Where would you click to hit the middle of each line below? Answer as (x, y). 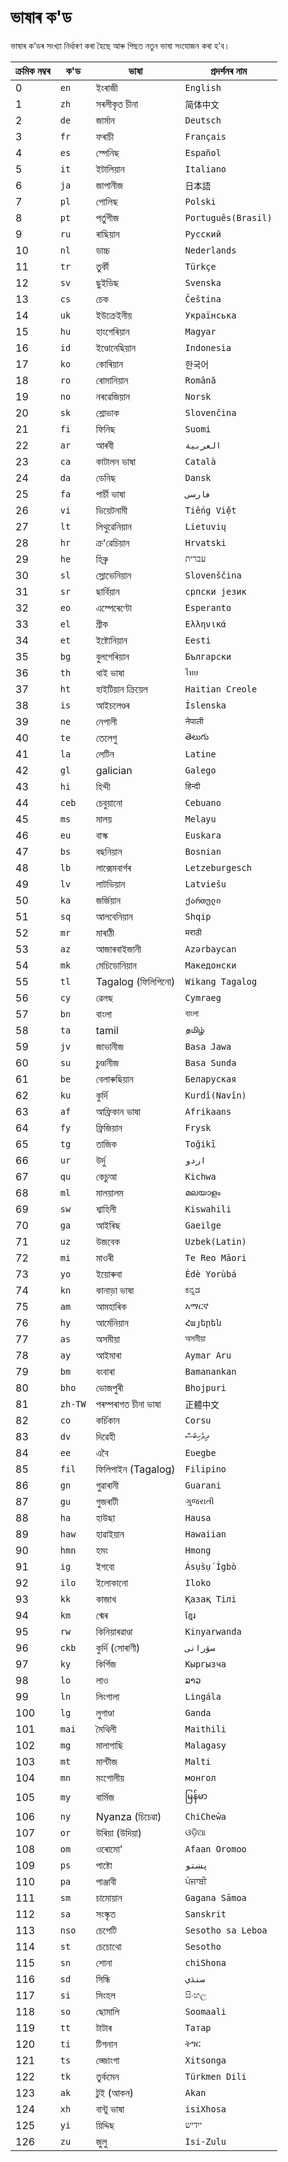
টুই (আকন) (115, 2093)
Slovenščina (213, 575)
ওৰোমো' (109, 1849)
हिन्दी (192, 786)
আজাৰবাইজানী (118, 949)
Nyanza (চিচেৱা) (128, 1816)
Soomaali (205, 2011)
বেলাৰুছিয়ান (114, 1079)
